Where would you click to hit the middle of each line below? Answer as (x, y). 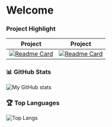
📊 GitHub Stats (29, 72)
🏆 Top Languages (33, 103)
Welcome (30, 10)
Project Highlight (31, 29)
